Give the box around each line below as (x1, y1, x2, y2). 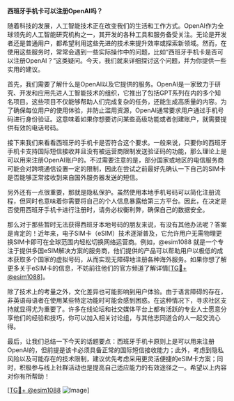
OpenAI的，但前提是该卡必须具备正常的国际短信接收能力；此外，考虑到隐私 (7, 346, 224, 354)
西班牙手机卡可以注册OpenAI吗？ (7, 7, 103, 15)
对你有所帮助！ (7, 372, 50, 380)
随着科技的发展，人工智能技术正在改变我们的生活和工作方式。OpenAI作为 (7, 22, 218, 30)
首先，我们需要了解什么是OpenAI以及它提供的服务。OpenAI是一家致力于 (7, 80, 215, 88)
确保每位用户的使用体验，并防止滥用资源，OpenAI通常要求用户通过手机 (13, 106, 218, 114)
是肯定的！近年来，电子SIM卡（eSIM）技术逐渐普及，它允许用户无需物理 (7, 229, 216, 237)
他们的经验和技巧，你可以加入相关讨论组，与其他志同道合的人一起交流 (13, 314, 214, 321)
